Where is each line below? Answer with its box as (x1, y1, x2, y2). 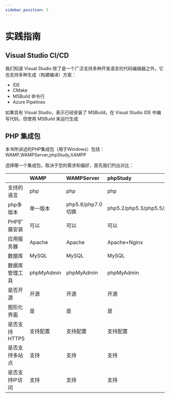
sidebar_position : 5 (5, 7, 49, 13)
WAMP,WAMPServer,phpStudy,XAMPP (5, 152, 87, 158)
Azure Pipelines (12, 99, 46, 105)
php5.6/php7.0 (66, 201, 103, 208)
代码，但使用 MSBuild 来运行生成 (9, 115, 78, 122)
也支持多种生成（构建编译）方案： (5, 71, 76, 77)
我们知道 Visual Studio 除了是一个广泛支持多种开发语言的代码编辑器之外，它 (5, 65, 163, 71)
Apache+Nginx (107, 239, 143, 246)
